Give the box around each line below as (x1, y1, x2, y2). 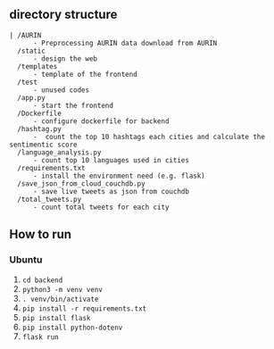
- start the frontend (32, 101, 114, 110)
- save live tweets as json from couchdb (32, 187, 190, 195)
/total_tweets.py (17, 195, 82, 204)
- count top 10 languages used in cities (32, 155, 190, 164)
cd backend (21, 276, 63, 285)
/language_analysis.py (17, 147, 102, 157)
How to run (9, 227, 72, 242)
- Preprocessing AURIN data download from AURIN (32, 38, 218, 47)
